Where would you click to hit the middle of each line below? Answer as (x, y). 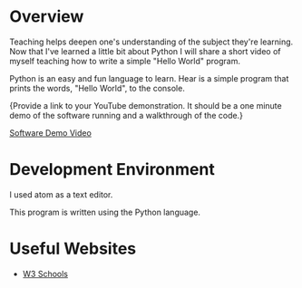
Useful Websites (73, 249)
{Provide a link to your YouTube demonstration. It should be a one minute (146, 105)
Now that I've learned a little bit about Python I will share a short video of (145, 51)
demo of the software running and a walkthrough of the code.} (126, 115)
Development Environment (112, 170)
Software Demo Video (51, 132)
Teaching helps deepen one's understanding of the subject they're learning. (151, 42)
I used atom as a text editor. (61, 194)
